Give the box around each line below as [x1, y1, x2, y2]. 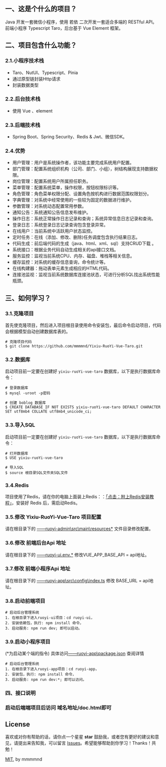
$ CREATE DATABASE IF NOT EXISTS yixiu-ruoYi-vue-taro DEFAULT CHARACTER [5, 405, 161, 410]
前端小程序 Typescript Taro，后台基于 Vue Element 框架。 [5, 25, 123, 31]
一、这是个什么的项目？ [5, 4, 77, 13]
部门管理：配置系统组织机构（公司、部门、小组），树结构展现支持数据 [12, 166, 154, 172]
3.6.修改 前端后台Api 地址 [5, 540, 66, 547]
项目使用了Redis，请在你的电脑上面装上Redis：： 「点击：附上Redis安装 [5, 493, 150, 499]
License [5, 720, 30, 728]
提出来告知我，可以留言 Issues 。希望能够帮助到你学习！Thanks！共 [18, 740, 156, 746]
